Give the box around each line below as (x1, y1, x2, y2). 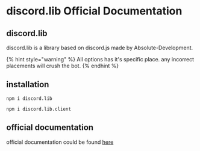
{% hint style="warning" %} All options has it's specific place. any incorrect (6, 56, 195, 63)
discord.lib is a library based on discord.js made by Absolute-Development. (6, 44, 193, 51)
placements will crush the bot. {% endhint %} (6, 62, 119, 69)
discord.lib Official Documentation (6, 4, 183, 18)
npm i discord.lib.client (6, 106, 71, 112)
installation (6, 79, 49, 90)
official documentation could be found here (6, 138, 114, 146)
